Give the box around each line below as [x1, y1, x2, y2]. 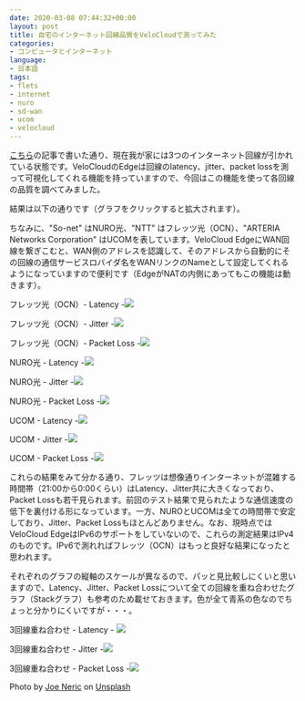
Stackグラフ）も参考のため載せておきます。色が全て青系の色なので [33, 593, 285, 604]
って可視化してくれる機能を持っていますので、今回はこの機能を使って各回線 [9, 172, 295, 183]
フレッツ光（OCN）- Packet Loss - [9, 338, 141, 348]
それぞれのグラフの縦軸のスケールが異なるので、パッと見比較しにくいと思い [9, 571, 297, 582]
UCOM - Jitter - [9, 434, 68, 445]
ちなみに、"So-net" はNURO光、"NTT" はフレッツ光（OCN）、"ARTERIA [9, 222, 280, 233]
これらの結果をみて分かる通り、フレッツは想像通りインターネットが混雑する [9, 471, 297, 482]
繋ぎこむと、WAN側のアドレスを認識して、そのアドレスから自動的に [25, 245, 283, 256]
